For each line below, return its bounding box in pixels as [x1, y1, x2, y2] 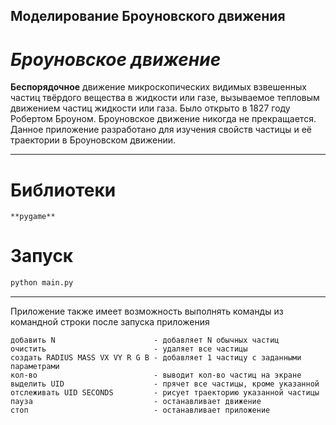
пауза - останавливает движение [10, 397, 262, 407]
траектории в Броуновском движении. [10, 134, 176, 146]
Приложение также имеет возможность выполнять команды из [10, 305, 284, 318]
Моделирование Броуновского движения [10, 8, 286, 25]
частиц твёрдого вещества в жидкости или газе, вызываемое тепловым [10, 92, 320, 104]
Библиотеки [10, 179, 117, 201]
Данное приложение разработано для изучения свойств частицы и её [10, 124, 312, 136]
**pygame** [10, 212, 56, 222]
